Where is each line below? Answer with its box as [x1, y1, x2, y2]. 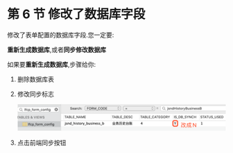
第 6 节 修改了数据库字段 [7, 6, 146, 22]
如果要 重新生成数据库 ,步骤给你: [7, 60, 96, 68]
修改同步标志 [17, 90, 54, 98]
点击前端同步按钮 [17, 138, 67, 147]
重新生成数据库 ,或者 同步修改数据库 [7, 45, 107, 54]
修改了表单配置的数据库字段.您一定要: [7, 31, 114, 39]
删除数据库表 [17, 74, 54, 83]
